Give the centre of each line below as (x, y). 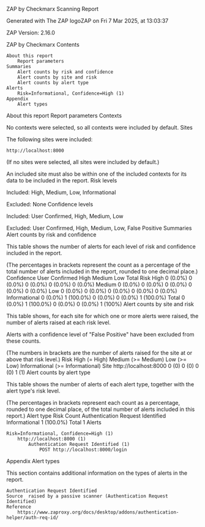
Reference (19, 507)
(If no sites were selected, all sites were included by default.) (83, 162)
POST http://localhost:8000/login (83, 450)
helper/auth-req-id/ (33, 518)
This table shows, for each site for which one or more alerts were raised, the (102, 316)
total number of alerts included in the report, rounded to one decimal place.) (102, 271)
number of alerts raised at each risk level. (59, 322)
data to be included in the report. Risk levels (62, 180)
